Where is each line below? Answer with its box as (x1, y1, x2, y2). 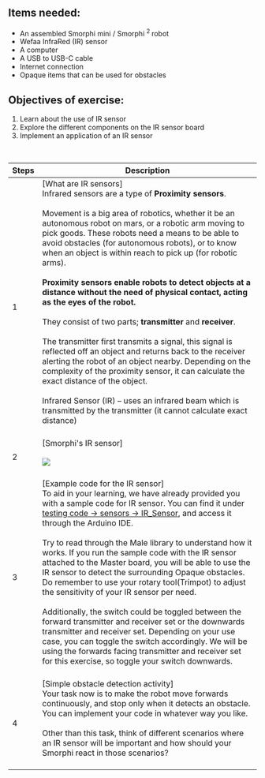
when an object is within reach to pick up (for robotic (42, 248, 238, 259)
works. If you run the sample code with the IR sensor (42, 548, 237, 559)
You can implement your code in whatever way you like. (42, 708, 248, 719)
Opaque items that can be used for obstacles (19, 70, 167, 80)
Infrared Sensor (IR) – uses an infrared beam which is (42, 395, 240, 406)
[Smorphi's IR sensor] (42, 438, 124, 449)
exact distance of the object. (42, 376, 148, 387)
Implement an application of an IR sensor (19, 131, 153, 140)
